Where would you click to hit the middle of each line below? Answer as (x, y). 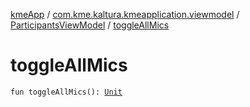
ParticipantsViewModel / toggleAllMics (90, 25)
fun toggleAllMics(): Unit (66, 92)
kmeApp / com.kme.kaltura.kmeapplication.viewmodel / (125, 14)
